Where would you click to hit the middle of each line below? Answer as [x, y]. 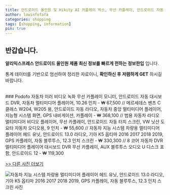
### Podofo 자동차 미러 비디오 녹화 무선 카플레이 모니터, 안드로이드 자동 [77, 96]
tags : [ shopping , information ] [38, 24]
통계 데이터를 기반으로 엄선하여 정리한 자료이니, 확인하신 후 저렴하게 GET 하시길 [83, 74]
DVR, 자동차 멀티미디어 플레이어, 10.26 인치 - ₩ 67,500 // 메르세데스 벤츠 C [86, 103]
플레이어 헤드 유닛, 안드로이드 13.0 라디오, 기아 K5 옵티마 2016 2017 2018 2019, [84, 134]
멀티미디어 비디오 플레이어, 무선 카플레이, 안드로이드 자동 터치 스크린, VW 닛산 [82, 121]
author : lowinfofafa [27, 15]
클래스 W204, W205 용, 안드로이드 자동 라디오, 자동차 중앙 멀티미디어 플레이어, [84, 109]
